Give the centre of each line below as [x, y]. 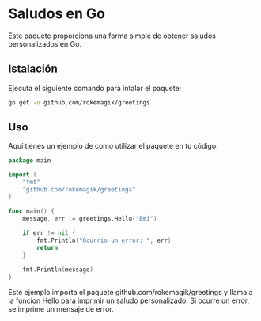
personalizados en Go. [45, 43]
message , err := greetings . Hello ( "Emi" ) [90, 218]
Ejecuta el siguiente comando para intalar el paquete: [95, 88]
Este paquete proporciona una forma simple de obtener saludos [112, 36]
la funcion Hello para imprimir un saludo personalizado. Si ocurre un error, [129, 300]
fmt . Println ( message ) [58, 270]
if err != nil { [49, 233]
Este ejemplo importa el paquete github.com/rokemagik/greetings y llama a [130, 292]
